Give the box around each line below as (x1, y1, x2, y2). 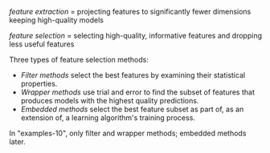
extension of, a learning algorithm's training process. (20, 113, 196, 123)
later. (9, 137, 27, 147)
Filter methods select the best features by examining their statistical (20, 70, 246, 79)
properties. (20, 79, 58, 88)
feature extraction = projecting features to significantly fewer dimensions (9, 7, 252, 16)
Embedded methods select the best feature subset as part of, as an (20, 104, 244, 114)
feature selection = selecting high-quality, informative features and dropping (9, 31, 262, 40)
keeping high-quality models (9, 15, 104, 25)
